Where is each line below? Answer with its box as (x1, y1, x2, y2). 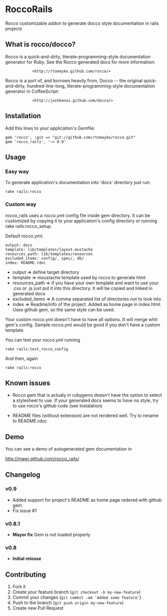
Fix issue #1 (12, 508, 37, 514)
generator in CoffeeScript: (5, 88, 59, 94)
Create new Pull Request (12, 605, 64, 611)
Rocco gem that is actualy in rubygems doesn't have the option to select (12, 392, 162, 398)
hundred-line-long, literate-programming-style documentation (27, 83, 155, 89)
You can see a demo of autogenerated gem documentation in (5, 446, 132, 452)
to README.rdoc (12, 418, 47, 424)
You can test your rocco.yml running (5, 337, 80, 343)
